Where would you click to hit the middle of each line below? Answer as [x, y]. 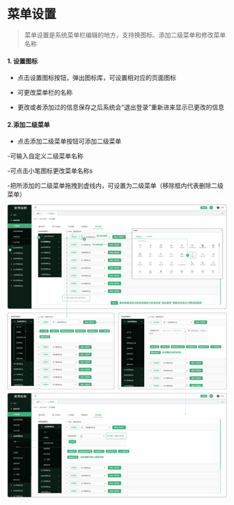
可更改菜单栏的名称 [45, 93]
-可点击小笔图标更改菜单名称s [50, 171]
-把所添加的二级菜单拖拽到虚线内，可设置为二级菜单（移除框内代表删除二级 [116, 186]
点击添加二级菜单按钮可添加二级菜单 [69, 141]
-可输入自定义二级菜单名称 [45, 156]
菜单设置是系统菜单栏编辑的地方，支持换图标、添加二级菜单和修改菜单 [125, 35]
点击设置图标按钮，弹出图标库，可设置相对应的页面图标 [96, 78]
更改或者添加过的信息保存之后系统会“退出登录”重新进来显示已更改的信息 [121, 107]
